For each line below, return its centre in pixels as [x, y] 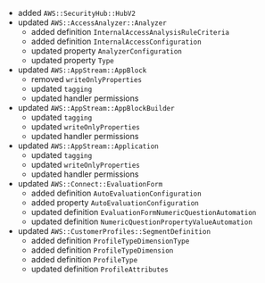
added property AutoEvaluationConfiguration [115, 203]
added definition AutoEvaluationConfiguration [116, 193]
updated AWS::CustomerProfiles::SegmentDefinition [114, 231]
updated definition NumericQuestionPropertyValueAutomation [141, 221]
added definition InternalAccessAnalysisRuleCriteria [130, 32]
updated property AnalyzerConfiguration [107, 51]
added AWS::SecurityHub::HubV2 [77, 13]
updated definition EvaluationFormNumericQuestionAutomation [144, 212]
